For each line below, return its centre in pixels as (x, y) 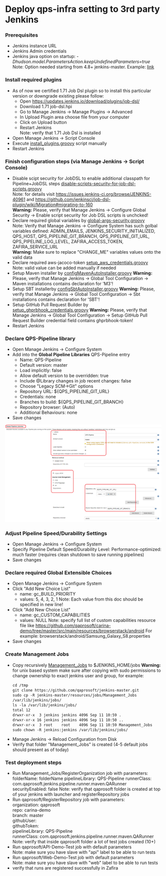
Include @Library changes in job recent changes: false (75, 381)
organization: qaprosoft (36, 805)
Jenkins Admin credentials (39, 51)
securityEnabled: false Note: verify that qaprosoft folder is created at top (86, 789)
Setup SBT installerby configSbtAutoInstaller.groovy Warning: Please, (83, 289)
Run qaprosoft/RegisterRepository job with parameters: (69, 800)
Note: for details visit (33, 194)
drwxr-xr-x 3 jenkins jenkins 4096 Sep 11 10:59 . (67, 715)
